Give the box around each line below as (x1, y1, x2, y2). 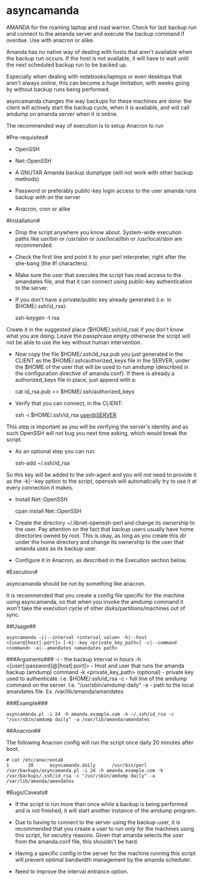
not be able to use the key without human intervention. (6, 338, 142, 346)
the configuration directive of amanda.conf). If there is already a (14, 370, 175, 377)
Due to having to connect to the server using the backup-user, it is (14, 818, 181, 826)
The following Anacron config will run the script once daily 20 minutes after (6, 739, 194, 746)
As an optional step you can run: (14, 447, 96, 454)
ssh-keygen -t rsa (14, 314, 60, 321)
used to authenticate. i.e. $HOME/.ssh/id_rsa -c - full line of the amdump (6, 675, 187, 682)
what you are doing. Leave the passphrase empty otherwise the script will (6, 332, 190, 339)
